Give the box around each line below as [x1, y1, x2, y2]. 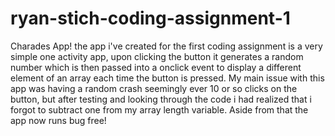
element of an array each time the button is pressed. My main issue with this [10, 72, 325, 84]
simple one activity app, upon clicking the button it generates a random [10, 50, 304, 62]
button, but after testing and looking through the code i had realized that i [10, 93, 312, 105]
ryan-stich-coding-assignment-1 [10, 7, 291, 30]
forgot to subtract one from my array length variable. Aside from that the [10, 103, 309, 116]
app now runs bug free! [10, 114, 107, 126]
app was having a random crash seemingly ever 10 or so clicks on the [10, 82, 298, 94]
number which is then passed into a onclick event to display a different [10, 61, 302, 73]
